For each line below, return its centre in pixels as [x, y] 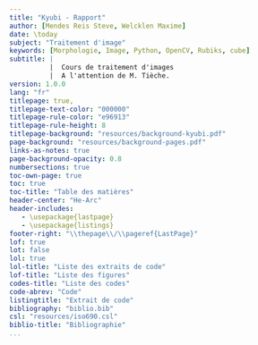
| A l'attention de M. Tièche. [109, 76]
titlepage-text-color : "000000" [69, 109]
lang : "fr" [30, 92]
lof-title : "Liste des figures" [69, 275]
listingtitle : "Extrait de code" [72, 300]
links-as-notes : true [50, 150]
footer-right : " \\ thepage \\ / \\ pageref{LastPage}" [104, 233]
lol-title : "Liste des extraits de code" [88, 267]
